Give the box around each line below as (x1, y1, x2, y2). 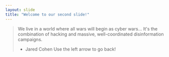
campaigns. (17, 36, 43, 42)
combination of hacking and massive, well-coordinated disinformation (17, 31, 164, 37)
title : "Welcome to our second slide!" (5, 12, 90, 17)
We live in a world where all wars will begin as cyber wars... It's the (17, 25, 158, 31)
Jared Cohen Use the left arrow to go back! (25, 46, 116, 52)
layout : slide (5, 7, 36, 12)
